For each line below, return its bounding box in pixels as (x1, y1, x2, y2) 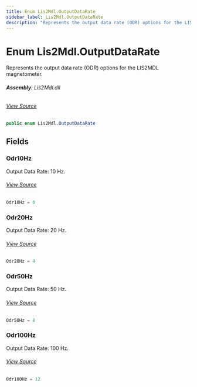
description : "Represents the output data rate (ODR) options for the (6, 19, 182, 25)
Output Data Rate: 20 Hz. (6, 227, 67, 234)
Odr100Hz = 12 (6, 376, 41, 382)
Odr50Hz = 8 (6, 317, 35, 323)
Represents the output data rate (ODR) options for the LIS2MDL (6, 64, 159, 71)
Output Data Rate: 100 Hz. (6, 345, 69, 352)
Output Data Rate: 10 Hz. (6, 168, 66, 175)
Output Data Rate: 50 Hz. (6, 286, 66, 293)
